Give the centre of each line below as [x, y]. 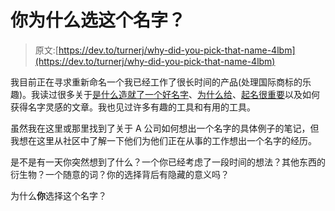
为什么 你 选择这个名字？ [58, 195]
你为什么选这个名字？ [98, 20]
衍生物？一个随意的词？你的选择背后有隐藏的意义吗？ [120, 174]
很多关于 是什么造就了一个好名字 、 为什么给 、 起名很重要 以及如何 [189, 94]
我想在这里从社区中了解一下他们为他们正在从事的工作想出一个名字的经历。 [163, 140]
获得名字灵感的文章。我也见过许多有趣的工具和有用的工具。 [133, 107]
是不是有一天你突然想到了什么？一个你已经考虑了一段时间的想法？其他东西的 [168, 162]
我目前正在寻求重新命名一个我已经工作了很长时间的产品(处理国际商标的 [156, 82]
